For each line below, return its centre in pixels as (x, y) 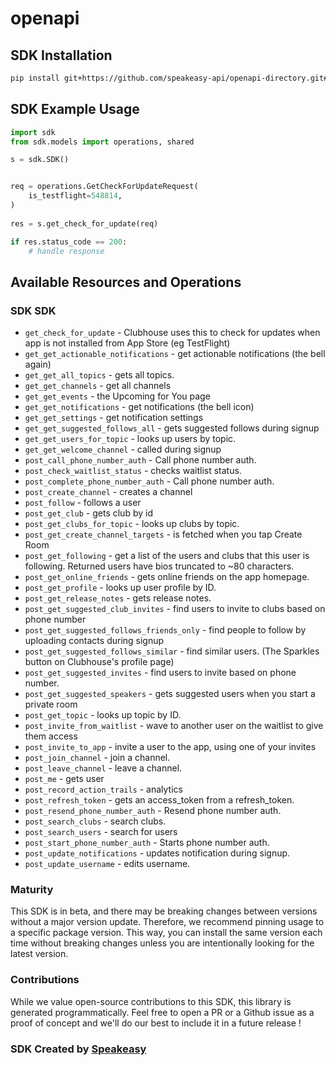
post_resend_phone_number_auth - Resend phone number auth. (153, 811)
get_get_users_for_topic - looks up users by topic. (130, 439)
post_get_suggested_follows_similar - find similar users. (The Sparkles (172, 651)
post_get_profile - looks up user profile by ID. (120, 588)
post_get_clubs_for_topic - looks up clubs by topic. (132, 524)
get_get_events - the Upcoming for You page (117, 396)
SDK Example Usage (75, 109)
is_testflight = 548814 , (75, 196)
